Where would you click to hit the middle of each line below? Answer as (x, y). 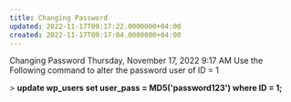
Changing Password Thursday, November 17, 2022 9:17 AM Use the (136, 61)
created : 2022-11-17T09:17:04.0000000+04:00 (95, 35)
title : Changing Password (58, 18)
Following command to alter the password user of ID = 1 (114, 70)
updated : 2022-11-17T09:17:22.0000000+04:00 (95, 26)
